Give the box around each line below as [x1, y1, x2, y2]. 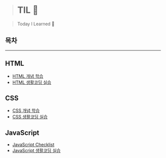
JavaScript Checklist [12, 142, 55, 148]
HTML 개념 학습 [12, 73, 43, 79]
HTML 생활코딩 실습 [12, 79, 51, 85]
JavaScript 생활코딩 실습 [12, 148, 61, 154]
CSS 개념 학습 [12, 107, 40, 113]
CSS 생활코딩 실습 [12, 114, 48, 120]
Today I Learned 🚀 [17, 21, 55, 27]
